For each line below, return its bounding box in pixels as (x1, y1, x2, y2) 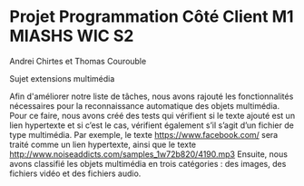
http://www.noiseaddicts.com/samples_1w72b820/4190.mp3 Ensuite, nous (9, 148, 289, 160)
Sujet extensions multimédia (9, 73, 115, 83)
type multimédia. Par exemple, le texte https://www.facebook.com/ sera (9, 129, 279, 140)
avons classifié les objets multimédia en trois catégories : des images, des (9, 158, 287, 169)
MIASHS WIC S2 (9, 25, 134, 46)
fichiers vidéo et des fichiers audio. (9, 168, 142, 179)
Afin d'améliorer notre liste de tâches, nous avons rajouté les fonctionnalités (9, 91, 294, 102)
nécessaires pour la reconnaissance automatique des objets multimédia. (9, 100, 279, 111)
